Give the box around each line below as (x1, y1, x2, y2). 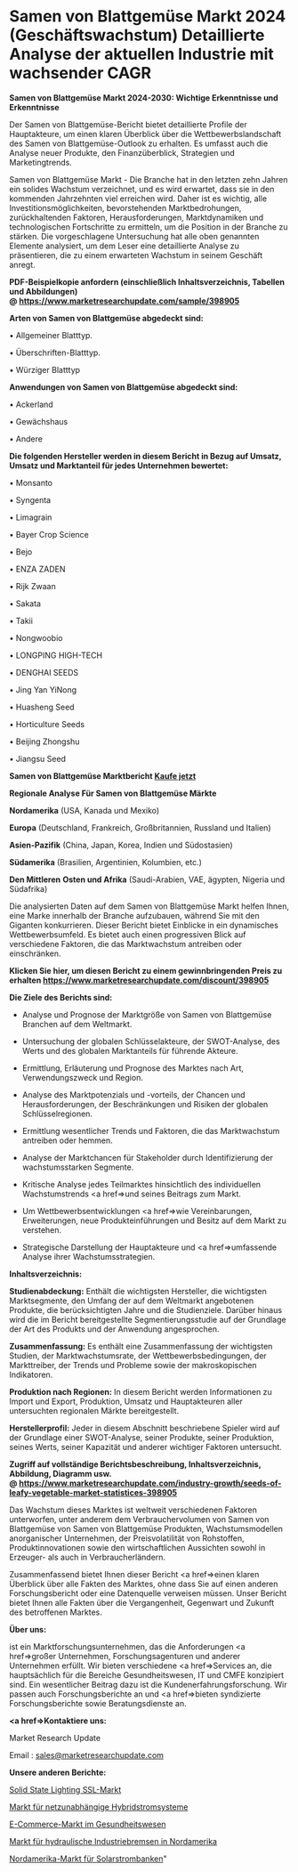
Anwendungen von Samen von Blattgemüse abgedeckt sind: (9, 381, 238, 393)
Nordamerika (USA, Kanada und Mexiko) (9, 805, 160, 815)
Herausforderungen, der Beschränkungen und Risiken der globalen (21, 1098, 269, 1109)
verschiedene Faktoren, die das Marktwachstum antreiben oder (9, 938, 243, 949)
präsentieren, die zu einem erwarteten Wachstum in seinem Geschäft (9, 249, 263, 260)
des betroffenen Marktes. (9, 1607, 102, 1617)
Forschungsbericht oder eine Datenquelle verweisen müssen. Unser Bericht (9, 1587, 287, 1599)
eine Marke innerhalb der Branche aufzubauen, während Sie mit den (9, 910, 260, 920)
